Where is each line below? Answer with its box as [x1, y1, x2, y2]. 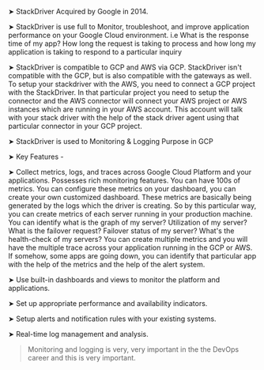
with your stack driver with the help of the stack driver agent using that [8, 113, 239, 122]
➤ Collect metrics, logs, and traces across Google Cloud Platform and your [8, 168, 252, 176]
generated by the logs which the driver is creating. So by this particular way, [8, 201, 257, 210]
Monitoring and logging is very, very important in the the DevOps [27, 345, 239, 354]
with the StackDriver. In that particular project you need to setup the [8, 88, 229, 97]
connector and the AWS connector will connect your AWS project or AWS [8, 96, 247, 105]
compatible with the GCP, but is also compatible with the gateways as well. [8, 71, 252, 80]
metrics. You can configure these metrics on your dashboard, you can [8, 184, 236, 193]
